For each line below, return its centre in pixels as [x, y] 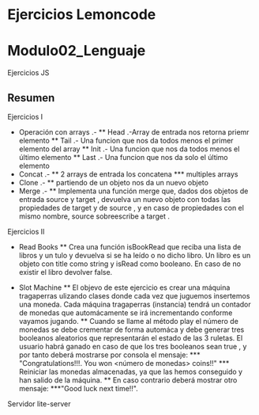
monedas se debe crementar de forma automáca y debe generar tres [131, 329]
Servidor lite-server [39, 404]
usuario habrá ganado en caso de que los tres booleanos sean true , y [133, 346]
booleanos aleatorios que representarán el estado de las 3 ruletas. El [131, 337]
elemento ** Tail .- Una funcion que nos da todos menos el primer [126, 140]
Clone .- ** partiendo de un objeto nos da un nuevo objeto [113, 182]
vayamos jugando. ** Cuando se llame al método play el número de [128, 321]
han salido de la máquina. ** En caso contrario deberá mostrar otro [128, 380]
